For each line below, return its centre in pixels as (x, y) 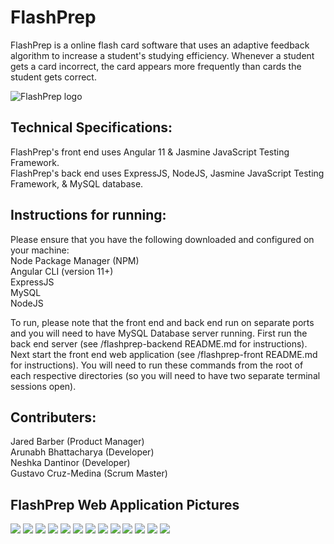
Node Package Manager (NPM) (75, 260)
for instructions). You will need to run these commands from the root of (157, 365)
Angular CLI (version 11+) (62, 271)
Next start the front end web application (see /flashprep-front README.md (164, 354)
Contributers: (53, 417)
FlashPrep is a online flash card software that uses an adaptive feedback (160, 45)
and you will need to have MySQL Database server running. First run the (159, 333)
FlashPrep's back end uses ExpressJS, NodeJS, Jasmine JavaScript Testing (167, 173)
